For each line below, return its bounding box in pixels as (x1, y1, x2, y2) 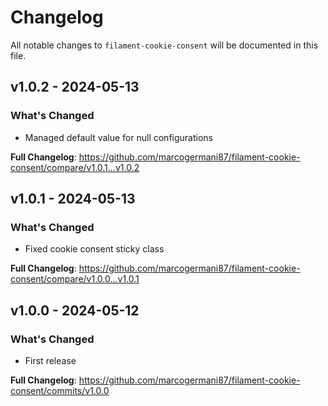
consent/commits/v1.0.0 (10, 385, 110, 396)
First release (24, 355, 77, 366)
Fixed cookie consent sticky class (24, 243, 165, 255)
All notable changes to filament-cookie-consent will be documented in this (10, 39, 319, 51)
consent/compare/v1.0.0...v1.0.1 (10, 273, 140, 285)
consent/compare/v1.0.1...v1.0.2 (10, 161, 140, 173)
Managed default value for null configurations (24, 131, 213, 143)
